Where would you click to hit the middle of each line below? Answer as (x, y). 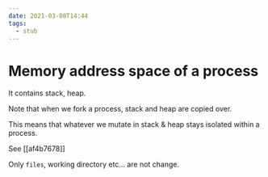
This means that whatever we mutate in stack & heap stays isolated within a (134, 124)
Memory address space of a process (134, 71)
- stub (27, 31)
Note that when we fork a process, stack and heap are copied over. (120, 109)
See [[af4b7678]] (37, 149)
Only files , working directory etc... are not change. (94, 164)
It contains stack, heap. (47, 93)
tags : (17, 23)
